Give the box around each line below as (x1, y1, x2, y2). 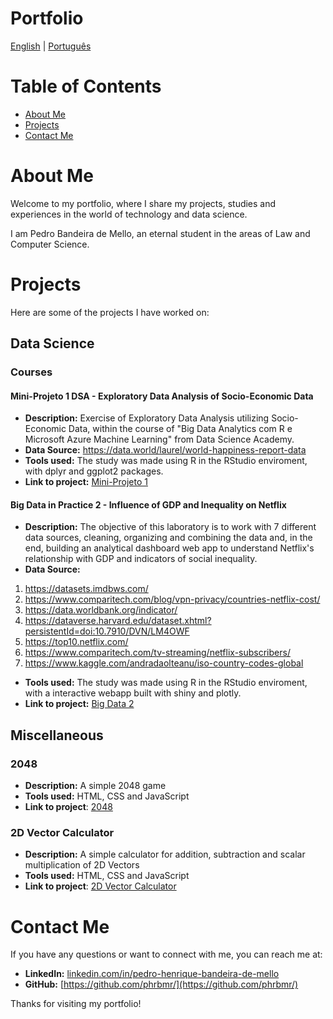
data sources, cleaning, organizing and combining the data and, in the (24, 532, 313, 544)
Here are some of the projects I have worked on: (10, 306, 210, 318)
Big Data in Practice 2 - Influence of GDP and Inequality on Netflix (10, 498, 287, 511)
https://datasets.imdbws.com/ (24, 583, 149, 595)
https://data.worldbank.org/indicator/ (24, 604, 178, 616)
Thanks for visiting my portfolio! (10, 998, 142, 1010)
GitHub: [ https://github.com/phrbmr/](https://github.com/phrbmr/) (24, 978, 299, 991)
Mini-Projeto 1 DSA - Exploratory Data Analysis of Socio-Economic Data (10, 390, 314, 402)
